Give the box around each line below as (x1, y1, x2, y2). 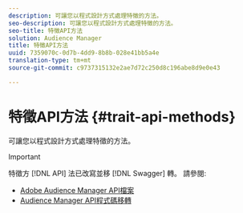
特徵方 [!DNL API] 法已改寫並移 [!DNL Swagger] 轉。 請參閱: (8, 168, 207, 178)
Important (8, 151, 41, 161)
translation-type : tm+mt (8, 57, 91, 65)
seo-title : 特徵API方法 (8, 26, 83, 34)
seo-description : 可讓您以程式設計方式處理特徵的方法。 (8, 19, 177, 27)
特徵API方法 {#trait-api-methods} (8, 107, 237, 126)
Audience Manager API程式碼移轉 (19, 195, 132, 205)
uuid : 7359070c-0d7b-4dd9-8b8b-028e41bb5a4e (8, 49, 160, 57)
